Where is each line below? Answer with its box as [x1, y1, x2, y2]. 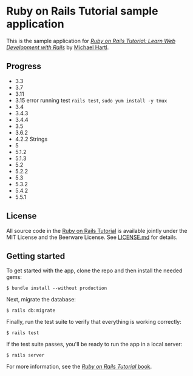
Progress [6, 61, 41, 72]
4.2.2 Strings [15, 135, 48, 143]
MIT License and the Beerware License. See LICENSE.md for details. [6, 233, 178, 241]
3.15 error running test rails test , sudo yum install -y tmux [15, 96, 168, 104]
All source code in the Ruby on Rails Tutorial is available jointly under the [6, 227, 188, 234]
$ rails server [6, 352, 45, 358]
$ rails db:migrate [6, 307, 56, 314]
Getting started [6, 250, 66, 261]
